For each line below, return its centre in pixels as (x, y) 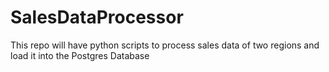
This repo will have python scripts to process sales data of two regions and (165, 45)
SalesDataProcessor (97, 17)
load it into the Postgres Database (80, 55)
